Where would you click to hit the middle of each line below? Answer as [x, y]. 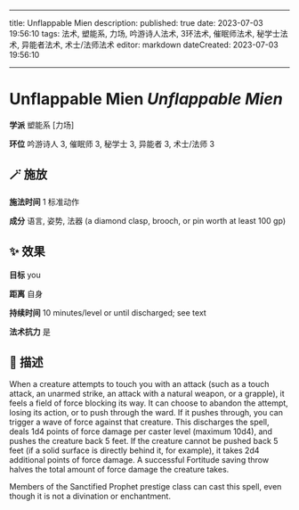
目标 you [25, 275]
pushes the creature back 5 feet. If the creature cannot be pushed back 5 [144, 441]
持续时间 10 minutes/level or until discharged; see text [108, 312]
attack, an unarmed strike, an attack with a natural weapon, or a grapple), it [147, 394]
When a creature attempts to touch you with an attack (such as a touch [139, 384]
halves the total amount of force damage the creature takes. [119, 470]
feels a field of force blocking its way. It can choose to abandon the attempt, [149, 403]
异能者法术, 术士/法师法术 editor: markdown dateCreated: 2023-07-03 [149, 45]
